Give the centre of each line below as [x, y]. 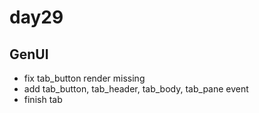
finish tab [43, 99]
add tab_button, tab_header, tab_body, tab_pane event [136, 89]
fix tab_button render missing [84, 78]
